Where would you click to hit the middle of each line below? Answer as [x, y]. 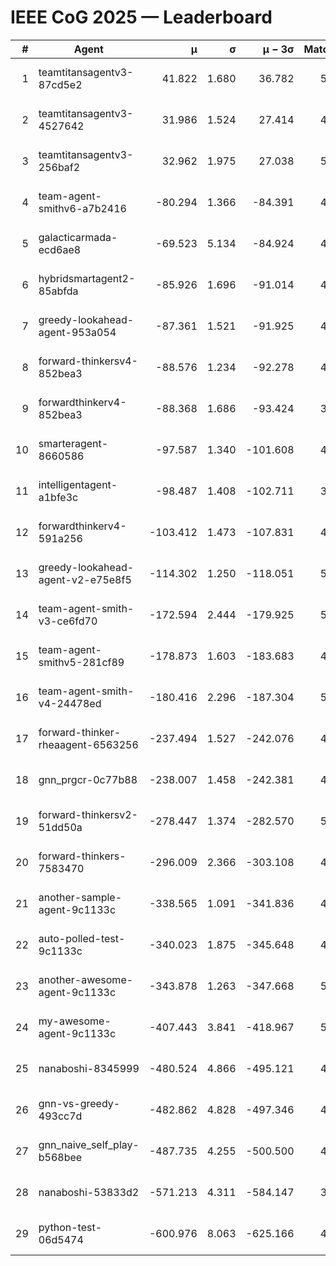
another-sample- [80, 897]
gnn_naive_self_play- [89, 1144]
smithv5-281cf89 [81, 662]
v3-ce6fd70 [68, 621]
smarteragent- [73, 443]
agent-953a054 [77, 332]
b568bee [60, 1157]
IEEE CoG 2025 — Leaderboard [141, 17]
